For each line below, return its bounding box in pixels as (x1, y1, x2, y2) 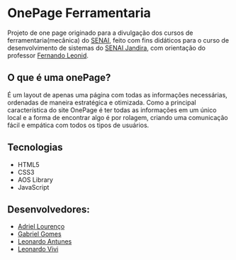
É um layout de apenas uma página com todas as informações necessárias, (7, 90, 228, 99)
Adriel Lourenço (17, 222, 65, 231)
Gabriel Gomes (17, 229, 62, 239)
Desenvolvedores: (7, 203, 90, 215)
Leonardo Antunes (17, 237, 72, 246)
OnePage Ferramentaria (7, 5, 151, 21)
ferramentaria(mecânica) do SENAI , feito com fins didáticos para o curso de (7, 36, 229, 44)
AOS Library (17, 175, 53, 184)
